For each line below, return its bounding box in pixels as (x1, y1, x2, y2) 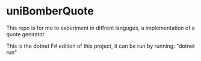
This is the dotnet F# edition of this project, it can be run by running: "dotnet (6, 42, 196, 50)
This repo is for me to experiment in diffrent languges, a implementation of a (6, 24, 196, 31)
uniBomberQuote (6, 4, 94, 18)
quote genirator (6, 30, 45, 37)
